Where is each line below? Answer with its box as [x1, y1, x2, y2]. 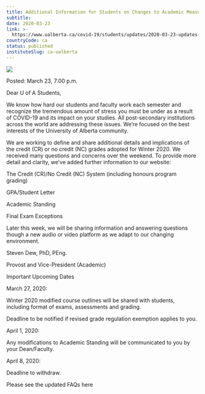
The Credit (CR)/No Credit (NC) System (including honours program [6, 170, 177, 178]
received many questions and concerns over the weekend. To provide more [6, 151, 196, 159]
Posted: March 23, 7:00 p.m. [6, 77, 78, 85]
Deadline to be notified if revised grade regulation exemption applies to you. [6, 315, 197, 322]
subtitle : [6, 15, 32, 21]
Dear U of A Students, [6, 89, 62, 96]
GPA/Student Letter [6, 188, 56, 196]
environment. [6, 237, 40, 244]
